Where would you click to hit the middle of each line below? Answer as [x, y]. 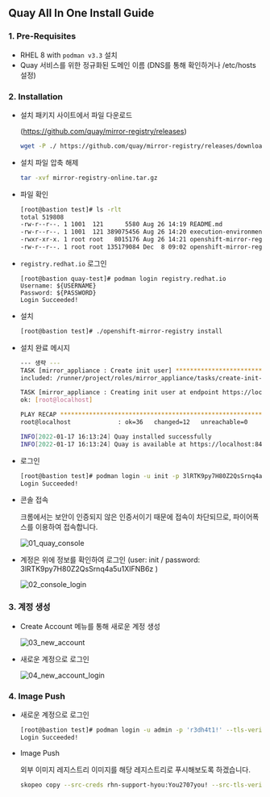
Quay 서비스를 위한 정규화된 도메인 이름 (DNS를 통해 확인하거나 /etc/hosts [138, 65]
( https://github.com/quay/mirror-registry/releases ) [103, 131]
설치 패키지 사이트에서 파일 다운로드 [76, 115]
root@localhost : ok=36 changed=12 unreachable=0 [134, 422]
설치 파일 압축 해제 [49, 162]
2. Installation [35, 96]
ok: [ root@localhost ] [56, 400]
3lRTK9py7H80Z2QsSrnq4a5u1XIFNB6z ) [89, 569]
